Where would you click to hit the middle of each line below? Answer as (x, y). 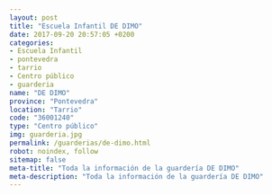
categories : (32, 43)
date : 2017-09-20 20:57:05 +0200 (72, 34)
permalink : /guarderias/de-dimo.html (80, 143)
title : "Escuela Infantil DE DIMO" (76, 26)
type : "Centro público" (54, 127)
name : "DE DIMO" (40, 93)
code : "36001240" (42, 118)
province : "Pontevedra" (54, 101)
